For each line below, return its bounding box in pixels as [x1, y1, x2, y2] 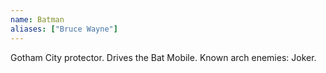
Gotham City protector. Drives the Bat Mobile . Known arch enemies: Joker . [10, 51, 317, 63]
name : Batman [10, 14, 65, 25]
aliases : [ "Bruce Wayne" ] [10, 24, 118, 34]
